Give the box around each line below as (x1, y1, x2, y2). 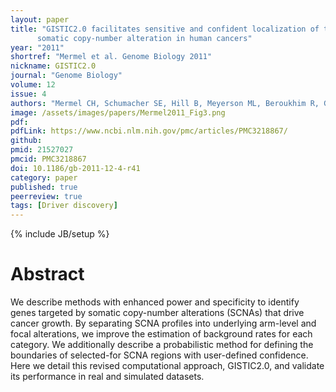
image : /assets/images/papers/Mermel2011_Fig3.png (10, 107, 226, 118)
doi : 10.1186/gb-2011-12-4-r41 (10, 163, 141, 173)
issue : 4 (10, 89, 47, 99)
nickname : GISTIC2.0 (10, 61, 97, 71)
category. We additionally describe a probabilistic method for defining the (10, 339, 314, 351)
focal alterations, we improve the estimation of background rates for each (10, 328, 313, 340)
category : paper (10, 172, 78, 183)
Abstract (10, 263, 85, 286)
